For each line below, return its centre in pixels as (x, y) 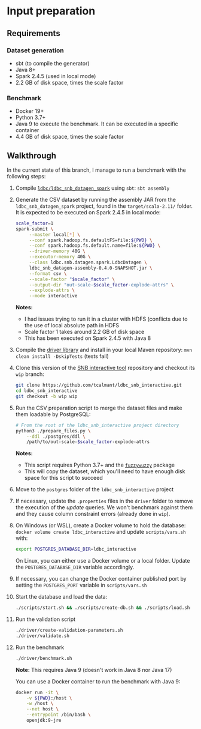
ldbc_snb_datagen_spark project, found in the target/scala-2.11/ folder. (104, 206)
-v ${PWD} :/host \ (49, 698)
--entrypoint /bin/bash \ (59, 715)
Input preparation (51, 11)
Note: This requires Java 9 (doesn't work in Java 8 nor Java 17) (94, 670)
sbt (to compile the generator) (52, 63)
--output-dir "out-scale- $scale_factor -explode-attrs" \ (101, 285)
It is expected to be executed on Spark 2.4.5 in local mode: (88, 212)
